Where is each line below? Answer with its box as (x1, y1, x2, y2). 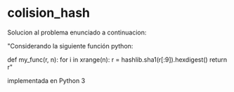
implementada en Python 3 (7, 76, 86, 85)
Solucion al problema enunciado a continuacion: (7, 28, 147, 37)
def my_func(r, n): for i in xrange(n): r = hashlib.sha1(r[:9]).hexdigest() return (7, 55, 227, 64)
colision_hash (7, 5, 90, 21)
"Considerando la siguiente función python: (7, 41, 134, 50)
